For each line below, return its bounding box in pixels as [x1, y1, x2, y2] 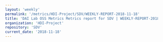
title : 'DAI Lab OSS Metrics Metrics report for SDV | [5, 16, 118, 21]
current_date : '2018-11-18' [5, 29, 62, 34]
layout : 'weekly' [5, 7, 40, 12]
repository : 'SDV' [5, 25, 42, 30]
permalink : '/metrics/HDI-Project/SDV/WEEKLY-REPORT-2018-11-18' [5, 12, 140, 16]
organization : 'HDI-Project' [5, 20, 64, 26]
